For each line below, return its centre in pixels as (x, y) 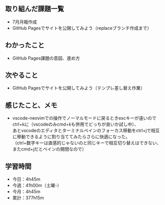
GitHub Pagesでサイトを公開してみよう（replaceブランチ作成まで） (82, 28)
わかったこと (25, 45)
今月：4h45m (26, 192)
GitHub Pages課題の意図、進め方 (46, 58)
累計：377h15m (28, 198)
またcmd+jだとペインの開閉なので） (49, 149)
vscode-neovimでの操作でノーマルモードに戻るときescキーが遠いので (84, 118)
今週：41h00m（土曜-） (37, 186)
